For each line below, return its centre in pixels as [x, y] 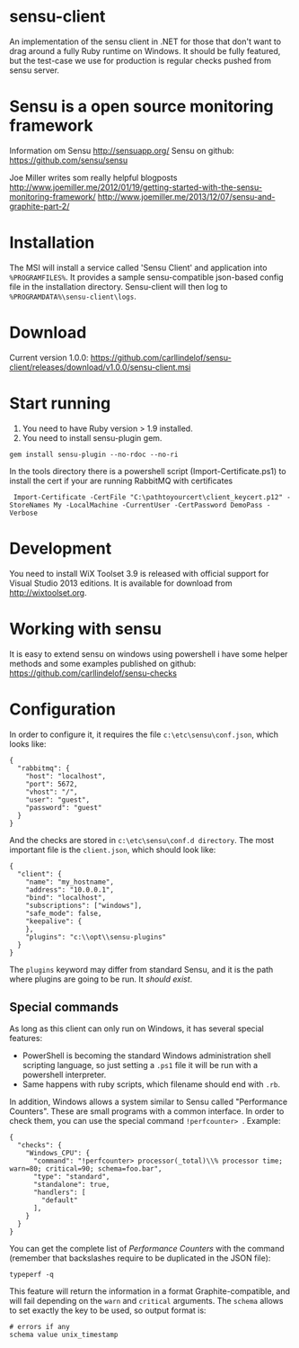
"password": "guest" [64, 807]
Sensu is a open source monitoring [141, 107]
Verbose [24, 513]
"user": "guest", [58, 800]
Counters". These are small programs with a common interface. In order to [147, 1111]
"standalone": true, [71, 1185]
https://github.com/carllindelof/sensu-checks [93, 673]
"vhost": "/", [52, 792]
